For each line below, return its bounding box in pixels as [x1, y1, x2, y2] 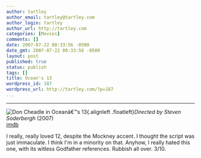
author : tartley [6, 8, 47, 15]
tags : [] [6, 70, 28, 76]
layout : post [6, 53, 39, 59]
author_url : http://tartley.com [6, 25, 87, 32]
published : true [6, 58, 47, 64]
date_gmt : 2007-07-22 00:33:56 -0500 [6, 48, 100, 54]
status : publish [6, 64, 47, 70]
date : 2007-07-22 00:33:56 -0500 [6, 42, 90, 48]
